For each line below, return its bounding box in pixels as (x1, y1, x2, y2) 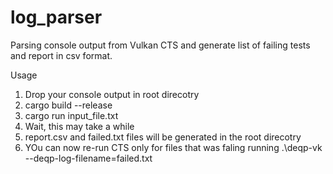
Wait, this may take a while (24, 120, 135, 132)
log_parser (10, 6, 103, 29)
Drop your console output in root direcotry (24, 88, 200, 100)
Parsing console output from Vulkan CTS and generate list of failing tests (10, 39, 311, 51)
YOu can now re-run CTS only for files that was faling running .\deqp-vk (24, 141, 323, 153)
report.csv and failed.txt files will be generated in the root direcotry (24, 131, 302, 143)
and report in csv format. (10, 49, 113, 61)
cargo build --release (24, 99, 113, 111)
